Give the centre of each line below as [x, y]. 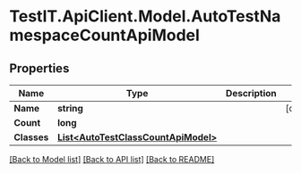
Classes [31, 137]
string [70, 108]
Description [251, 93]
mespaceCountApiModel [104, 35]
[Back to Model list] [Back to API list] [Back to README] [112, 159]
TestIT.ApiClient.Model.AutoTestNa [145, 16]
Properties [39, 68]
